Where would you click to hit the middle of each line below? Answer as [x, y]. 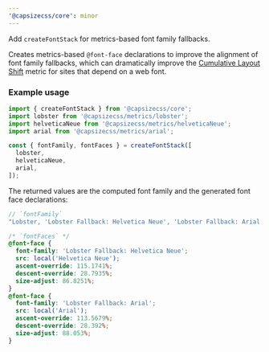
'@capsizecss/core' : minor [53, 16]
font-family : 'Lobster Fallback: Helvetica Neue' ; [102, 251]
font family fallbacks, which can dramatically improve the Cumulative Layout [134, 63]
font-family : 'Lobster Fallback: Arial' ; [86, 303]
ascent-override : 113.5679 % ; [64, 318]
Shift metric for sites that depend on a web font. [88, 71]
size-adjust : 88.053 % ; [53, 333]
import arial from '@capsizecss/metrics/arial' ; [91, 131]
